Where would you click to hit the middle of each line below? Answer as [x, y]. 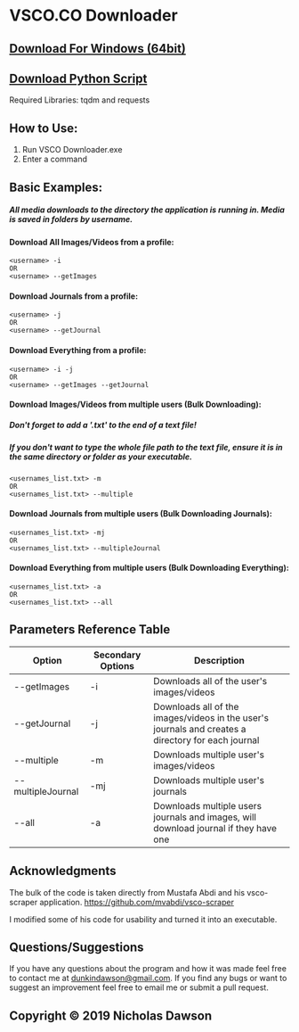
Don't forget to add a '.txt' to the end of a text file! [103, 425]
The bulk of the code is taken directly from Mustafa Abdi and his [127, 892]
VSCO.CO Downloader [93, 16]
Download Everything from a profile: [78, 350]
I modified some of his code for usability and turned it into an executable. [143, 919]
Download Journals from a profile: [74, 296]
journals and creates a [200, 729]
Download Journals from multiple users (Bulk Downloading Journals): [141, 514]
